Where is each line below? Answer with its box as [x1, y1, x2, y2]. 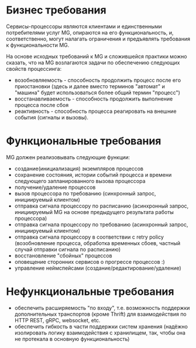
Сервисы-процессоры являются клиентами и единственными [6, 23, 162, 30]
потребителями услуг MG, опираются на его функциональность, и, [6, 29, 174, 36]
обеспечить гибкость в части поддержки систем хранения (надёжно [14, 323, 188, 330]
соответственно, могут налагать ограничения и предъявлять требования [6, 35, 190, 42]
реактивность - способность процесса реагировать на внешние [14, 108, 177, 115]
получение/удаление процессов [14, 184, 96, 191]
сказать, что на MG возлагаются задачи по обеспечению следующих [6, 59, 180, 66]
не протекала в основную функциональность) [14, 335, 130, 342]
